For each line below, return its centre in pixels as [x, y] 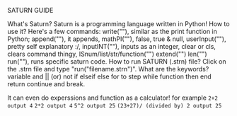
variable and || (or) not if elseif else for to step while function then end [110, 76]
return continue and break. [46, 84]
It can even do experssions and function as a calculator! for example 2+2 [112, 98]
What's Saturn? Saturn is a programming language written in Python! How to [118, 24]
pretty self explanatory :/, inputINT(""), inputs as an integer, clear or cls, [111, 46]
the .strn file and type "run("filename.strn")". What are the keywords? [108, 69]
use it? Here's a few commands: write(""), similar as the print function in [112, 31]
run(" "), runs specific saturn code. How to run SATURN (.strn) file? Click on [117, 62]
